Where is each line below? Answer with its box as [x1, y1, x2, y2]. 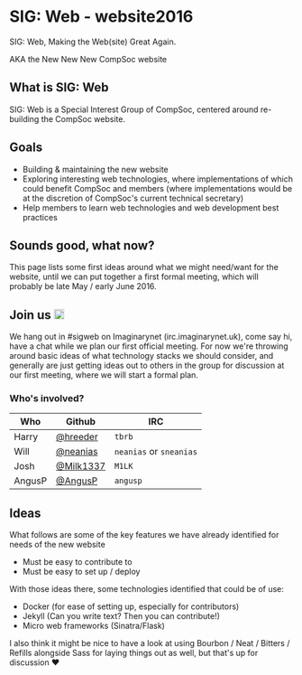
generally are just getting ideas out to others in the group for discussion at [9, 360, 285, 371]
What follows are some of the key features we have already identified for [9, 530, 279, 540]
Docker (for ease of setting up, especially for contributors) [22, 601, 240, 612]
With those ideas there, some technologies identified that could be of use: [9, 584, 284, 595]
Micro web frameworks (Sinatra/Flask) [22, 621, 165, 632]
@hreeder [55, 431, 98, 444]
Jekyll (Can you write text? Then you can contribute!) [22, 611, 221, 622]
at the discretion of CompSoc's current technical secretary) [22, 192, 244, 203]
